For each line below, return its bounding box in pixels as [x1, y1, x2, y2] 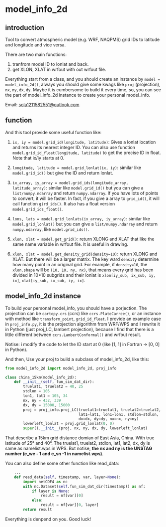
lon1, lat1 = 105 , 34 [23, 393, 68, 398]
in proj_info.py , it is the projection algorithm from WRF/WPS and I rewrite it [5, 321, 160, 327]
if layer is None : [31, 489, 70, 494]
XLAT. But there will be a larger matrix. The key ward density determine [12, 256, 159, 262]
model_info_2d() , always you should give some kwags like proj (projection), [5, 81, 161, 87]
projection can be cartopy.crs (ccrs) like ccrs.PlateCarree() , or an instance [5, 310, 162, 316]
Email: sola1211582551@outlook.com [5, 102, 80, 108]
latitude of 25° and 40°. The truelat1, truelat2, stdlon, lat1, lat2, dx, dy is [5, 440, 150, 446]
